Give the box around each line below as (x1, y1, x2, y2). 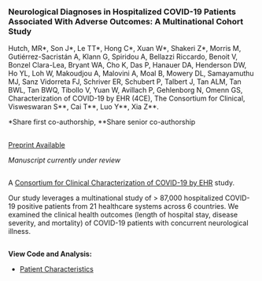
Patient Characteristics (19, 265, 94, 274)
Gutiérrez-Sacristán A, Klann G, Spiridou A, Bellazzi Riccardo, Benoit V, (8, 52, 238, 61)
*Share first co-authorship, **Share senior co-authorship (8, 117, 196, 127)
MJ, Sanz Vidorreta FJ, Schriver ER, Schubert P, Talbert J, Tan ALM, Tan (8, 77, 242, 86)
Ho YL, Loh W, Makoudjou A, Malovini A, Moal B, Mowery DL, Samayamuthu (8, 69, 254, 78)
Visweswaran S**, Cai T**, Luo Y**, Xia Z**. (8, 102, 160, 111)
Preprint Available (8, 140, 65, 149)
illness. (8, 227, 31, 236)
